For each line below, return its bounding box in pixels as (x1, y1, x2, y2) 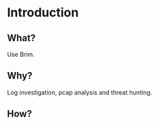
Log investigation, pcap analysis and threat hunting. (7, 88, 152, 97)
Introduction (7, 5, 79, 21)
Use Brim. (7, 50, 35, 58)
